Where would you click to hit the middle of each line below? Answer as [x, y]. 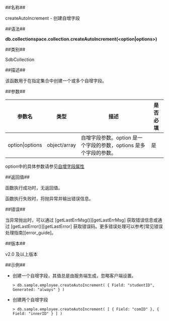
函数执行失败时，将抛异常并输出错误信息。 [49, 198]
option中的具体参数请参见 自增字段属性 [45, 166]
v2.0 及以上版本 [21, 254]
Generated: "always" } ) [38, 290]
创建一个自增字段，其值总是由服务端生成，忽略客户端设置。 [74, 276]
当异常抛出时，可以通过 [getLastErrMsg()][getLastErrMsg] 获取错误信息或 [81, 220]
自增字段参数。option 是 [109, 138]
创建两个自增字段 [30, 300]
